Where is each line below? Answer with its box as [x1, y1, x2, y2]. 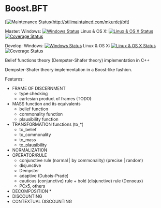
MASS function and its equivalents [12, 101, 81, 106]
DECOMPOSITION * [12, 188, 52, 194]
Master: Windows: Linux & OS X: [5, 28, 108, 34]
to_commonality [19, 132, 51, 137]
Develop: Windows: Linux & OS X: [5, 43, 110, 48]
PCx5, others [19, 183, 45, 189]
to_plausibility [19, 142, 47, 148]
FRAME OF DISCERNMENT [12, 85, 66, 91]
